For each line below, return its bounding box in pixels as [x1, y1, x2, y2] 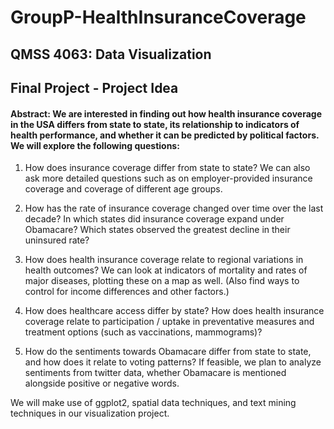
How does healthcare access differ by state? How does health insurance [24, 305, 325, 317]
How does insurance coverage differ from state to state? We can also [24, 162, 311, 174]
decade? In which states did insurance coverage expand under [24, 213, 285, 225]
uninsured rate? [24, 234, 90, 246]
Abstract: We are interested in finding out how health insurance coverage [10, 107, 323, 120]
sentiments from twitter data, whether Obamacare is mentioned [24, 367, 287, 379]
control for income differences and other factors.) [24, 286, 230, 298]
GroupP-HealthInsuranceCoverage [10, 6, 307, 29]
